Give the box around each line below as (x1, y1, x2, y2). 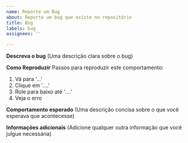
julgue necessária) (6, 130, 52, 138)
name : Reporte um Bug (6, 8, 60, 15)
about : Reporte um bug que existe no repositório (6, 14, 132, 20)
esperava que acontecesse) (6, 113, 75, 120)
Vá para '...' (14, 76, 43, 83)
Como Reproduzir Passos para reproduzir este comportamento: (6, 64, 164, 71)
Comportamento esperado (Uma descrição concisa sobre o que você (6, 106, 179, 113)
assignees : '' (6, 31, 42, 37)
